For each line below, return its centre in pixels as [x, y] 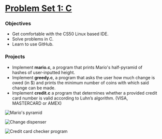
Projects [15, 57]
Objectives [18, 24]
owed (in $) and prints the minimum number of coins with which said [80, 83]
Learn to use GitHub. [33, 44]
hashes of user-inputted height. [44, 72]
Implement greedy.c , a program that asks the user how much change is [83, 77]
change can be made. [34, 88]
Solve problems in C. [33, 39]
